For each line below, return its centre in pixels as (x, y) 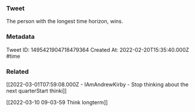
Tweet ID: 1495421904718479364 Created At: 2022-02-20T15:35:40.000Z (98, 49)
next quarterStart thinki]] (36, 91)
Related (18, 71)
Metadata (20, 37)
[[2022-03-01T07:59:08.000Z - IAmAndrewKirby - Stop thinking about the (97, 84)
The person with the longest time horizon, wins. (65, 21)
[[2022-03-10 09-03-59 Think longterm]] (57, 102)
